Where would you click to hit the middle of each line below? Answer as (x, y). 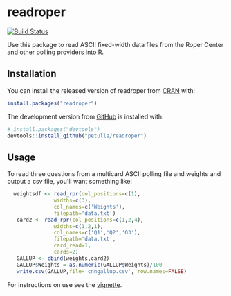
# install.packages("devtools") (54, 129)
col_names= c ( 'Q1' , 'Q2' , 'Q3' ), (97, 233)
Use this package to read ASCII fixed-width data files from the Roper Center (115, 44)
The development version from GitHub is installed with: (85, 116)
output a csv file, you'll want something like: (70, 182)
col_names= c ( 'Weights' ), (90, 207)
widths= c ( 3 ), (72, 201)
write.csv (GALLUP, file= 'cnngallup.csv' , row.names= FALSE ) (102, 271)
